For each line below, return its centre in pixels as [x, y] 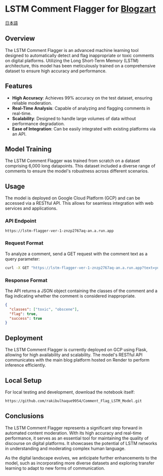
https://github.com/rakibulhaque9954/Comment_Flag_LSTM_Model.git [73, 401]
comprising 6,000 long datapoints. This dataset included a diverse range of [80, 166]
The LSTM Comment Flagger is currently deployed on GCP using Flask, [76, 350]
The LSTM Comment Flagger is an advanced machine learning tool [72, 50]
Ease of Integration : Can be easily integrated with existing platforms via [84, 129]
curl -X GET [17, 268]
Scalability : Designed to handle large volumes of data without [74, 118]
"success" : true [26, 318]
